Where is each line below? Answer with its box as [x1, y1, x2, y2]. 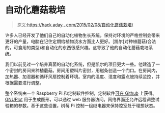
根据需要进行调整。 [5, 79, 44, 85]
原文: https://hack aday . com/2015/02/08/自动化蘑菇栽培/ [17, 22, 134, 28]
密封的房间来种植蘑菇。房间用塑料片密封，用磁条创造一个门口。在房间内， [9, 67, 160, 73]
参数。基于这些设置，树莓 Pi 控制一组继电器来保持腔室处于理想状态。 [18, 102, 158, 109]
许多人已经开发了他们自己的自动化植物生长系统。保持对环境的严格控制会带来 [5, 32, 160, 38]
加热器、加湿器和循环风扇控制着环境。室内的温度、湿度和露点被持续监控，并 [5, 74, 160, 79]
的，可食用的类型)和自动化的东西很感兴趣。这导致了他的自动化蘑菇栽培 [5, 44, 149, 50]
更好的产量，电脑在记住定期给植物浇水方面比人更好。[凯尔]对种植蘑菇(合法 [5, 38, 156, 44]
